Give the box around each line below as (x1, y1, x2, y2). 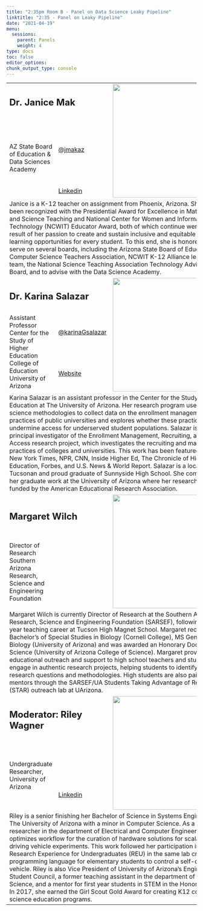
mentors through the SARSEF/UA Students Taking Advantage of (9, 678, 190, 687)
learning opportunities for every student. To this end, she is (9, 238, 177, 246)
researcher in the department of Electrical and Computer (9, 827, 170, 835)
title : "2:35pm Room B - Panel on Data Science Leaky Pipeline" (6, 8, 172, 15)
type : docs (6, 48, 34, 55)
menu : (6, 25, 20, 32)
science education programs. (9, 895, 92, 904)
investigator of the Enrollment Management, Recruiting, (35, 432, 192, 440)
